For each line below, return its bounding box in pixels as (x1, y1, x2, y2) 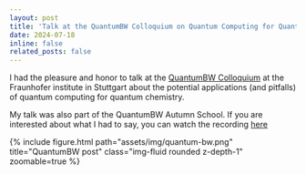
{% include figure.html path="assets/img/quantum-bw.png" (9, 137, 234, 148)
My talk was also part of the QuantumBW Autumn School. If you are (9, 109, 263, 120)
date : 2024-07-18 (9, 30, 76, 39)
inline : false (9, 38, 64, 48)
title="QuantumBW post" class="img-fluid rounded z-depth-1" (9, 147, 243, 158)
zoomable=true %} (9, 156, 80, 167)
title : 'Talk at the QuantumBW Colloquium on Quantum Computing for (9, 22, 275, 31)
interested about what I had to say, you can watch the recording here (9, 119, 269, 130)
